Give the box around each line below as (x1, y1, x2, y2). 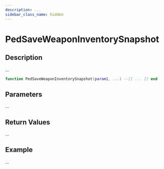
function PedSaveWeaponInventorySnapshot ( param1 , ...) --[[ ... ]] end (5, 76, 157, 81)
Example (5, 145, 33, 154)
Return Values (5, 118, 50, 126)
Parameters (5, 90, 42, 98)
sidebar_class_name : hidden (5, 12, 64, 17)
